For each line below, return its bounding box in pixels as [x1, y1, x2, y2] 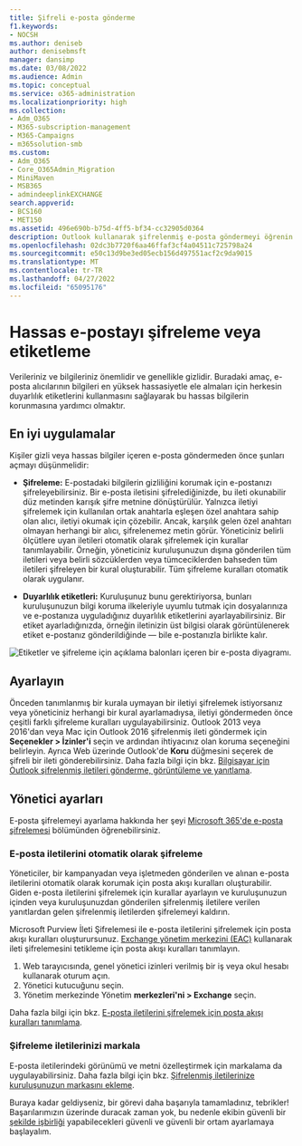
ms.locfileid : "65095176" [9, 283, 107, 292]
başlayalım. [9, 1125, 52, 1137]
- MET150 [9, 215, 42, 225]
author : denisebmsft [9, 47, 88, 56]
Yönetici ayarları [9, 791, 104, 806]
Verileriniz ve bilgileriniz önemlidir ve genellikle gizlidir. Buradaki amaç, [9, 371, 273, 381]
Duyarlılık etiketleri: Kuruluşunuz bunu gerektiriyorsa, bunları [22, 591, 252, 602]
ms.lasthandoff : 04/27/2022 [9, 274, 116, 284]
